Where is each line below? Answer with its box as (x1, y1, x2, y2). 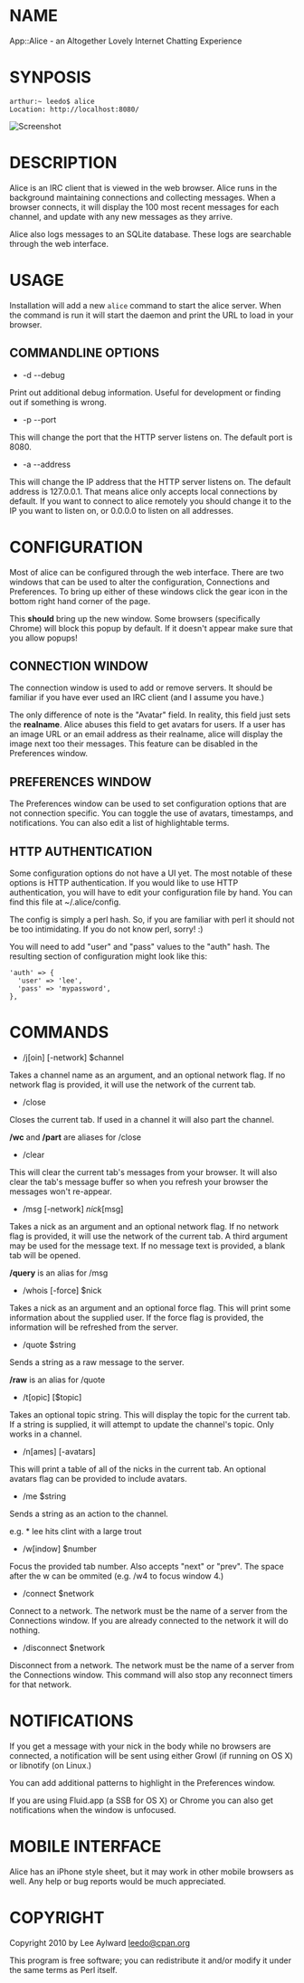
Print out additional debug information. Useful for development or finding (9, 386, 281, 398)
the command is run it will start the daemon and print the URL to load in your (9, 309, 294, 320)
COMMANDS (9, 1022, 109, 1043)
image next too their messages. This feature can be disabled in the (9, 738, 259, 749)
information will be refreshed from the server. (9, 1322, 179, 1333)
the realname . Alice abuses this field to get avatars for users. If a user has (9, 719, 286, 730)
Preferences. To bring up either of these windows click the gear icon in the (9, 585, 288, 597)
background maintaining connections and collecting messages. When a (9, 192, 276, 203)
